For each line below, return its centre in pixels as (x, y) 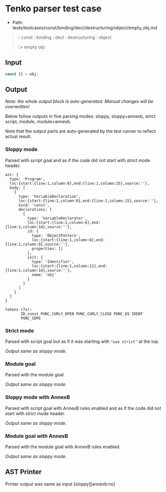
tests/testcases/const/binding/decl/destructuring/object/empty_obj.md (85, 27)
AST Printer (24, 472)
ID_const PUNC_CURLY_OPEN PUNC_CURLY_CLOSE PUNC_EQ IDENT (82, 314)
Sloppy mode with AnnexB (38, 397)
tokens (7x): (19, 309)
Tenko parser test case (53, 9)
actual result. (18, 137)
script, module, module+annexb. (38, 122)
